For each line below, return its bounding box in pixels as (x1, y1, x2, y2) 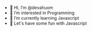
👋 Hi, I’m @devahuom (9, 5, 53, 10)
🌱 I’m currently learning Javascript (9, 15, 79, 21)
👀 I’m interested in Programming (9, 10, 75, 16)
